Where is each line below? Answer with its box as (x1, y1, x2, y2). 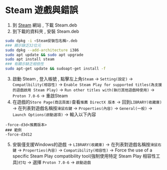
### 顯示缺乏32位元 (5, 43, 41, 48)
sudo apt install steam (5, 57, 55, 62)
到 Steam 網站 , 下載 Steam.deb (12, 22, 77, 28)
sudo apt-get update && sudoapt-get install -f (5, 66, 106, 71)
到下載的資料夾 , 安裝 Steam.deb (12, 28, 79, 34)
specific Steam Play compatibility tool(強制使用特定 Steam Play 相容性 (12, 153, 156, 159)
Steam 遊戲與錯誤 (5, 4, 78, 16)
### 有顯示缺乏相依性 (5, 61, 44, 66)
